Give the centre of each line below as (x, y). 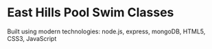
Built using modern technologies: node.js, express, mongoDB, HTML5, (106, 31)
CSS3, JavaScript (32, 38)
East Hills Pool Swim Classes (91, 13)
